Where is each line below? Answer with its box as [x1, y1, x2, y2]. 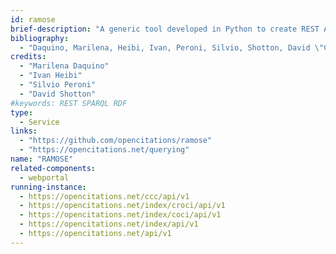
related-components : [10, 163, 97, 173]
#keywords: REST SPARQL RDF [10, 98, 128, 108]
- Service [19, 117, 60, 127]
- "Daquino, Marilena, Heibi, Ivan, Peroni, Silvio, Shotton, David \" [19, 42, 325, 53]
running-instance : [10, 182, 87, 192]
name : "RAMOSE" [10, 154, 74, 164]
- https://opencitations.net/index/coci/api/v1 [19, 210, 222, 220]
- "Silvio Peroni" [19, 80, 97, 90]
